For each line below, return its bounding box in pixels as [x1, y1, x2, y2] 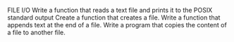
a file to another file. [7, 28, 66, 36]
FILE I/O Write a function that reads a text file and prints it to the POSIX [7, 6, 213, 14]
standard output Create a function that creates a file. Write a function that [7, 13, 221, 22]
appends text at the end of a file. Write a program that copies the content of [7, 21, 227, 29]
